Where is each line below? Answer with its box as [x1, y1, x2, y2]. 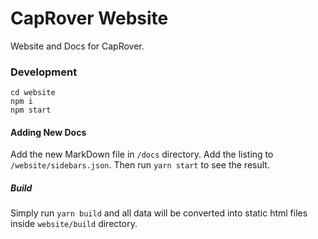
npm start [10, 105, 52, 116]
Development [10, 65, 78, 79]
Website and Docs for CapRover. [10, 40, 145, 52]
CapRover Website [10, 7, 169, 30]
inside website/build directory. [10, 218, 138, 230]
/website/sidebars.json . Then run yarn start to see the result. [10, 159, 270, 171]
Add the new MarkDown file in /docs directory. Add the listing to [10, 148, 274, 161]
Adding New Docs [10, 126, 87, 138]
